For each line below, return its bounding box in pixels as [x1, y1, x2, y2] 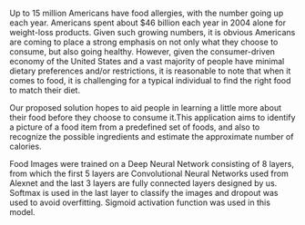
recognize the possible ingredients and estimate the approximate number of [9, 132, 294, 142]
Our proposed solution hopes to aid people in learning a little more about [9, 103, 282, 112]
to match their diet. [9, 85, 80, 95]
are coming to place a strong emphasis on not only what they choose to [9, 36, 279, 47]
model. [9, 207, 36, 217]
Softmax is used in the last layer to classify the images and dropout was [9, 188, 280, 198]
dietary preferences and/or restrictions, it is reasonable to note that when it [9, 65, 291, 76]
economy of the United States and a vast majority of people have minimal [9, 56, 285, 66]
